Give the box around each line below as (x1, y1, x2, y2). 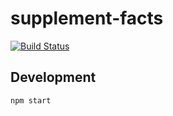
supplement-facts (10, 7, 164, 30)
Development (10, 69, 97, 86)
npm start (10, 95, 52, 106)
